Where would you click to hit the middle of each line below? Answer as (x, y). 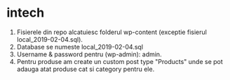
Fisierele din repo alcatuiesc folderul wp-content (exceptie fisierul (112, 32)
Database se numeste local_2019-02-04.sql (80, 47)
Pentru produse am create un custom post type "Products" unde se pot (120, 61)
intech (26, 13)
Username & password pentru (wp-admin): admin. (89, 54)
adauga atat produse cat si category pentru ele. (86, 69)
